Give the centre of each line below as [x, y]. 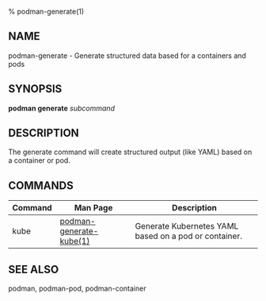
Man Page [93, 208]
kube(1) [75, 241]
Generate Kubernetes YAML [187, 226]
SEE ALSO [34, 269]
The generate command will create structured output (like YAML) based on [130, 152]
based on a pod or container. [189, 236]
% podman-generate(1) [46, 12]
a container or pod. [40, 160]
